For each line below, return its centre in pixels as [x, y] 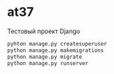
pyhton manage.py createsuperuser [57, 44]
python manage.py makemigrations [56, 50]
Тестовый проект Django [44, 31]
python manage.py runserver [48, 63]
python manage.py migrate [44, 57]
